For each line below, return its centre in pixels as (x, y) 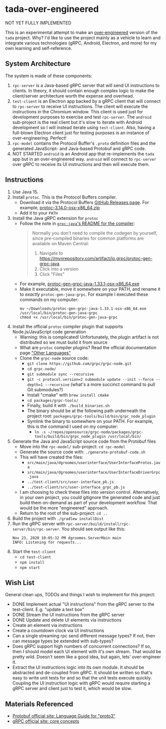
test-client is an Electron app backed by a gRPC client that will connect (86, 101)
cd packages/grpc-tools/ (53, 400)
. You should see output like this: (92, 529)
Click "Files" (52, 274)
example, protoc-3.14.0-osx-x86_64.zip (60, 208)
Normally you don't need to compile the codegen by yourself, (95, 233)
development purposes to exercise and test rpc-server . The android (82, 117)
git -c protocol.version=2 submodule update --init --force (90, 379)
